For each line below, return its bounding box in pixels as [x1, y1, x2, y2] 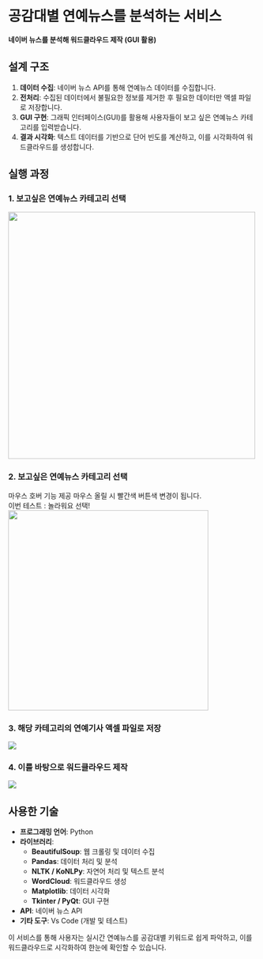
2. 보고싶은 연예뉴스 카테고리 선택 [8, 471, 128, 482]
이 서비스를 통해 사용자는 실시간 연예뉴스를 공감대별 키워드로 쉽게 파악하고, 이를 [8, 933, 253, 942]
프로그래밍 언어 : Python [19, 827, 93, 836]
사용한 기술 [8, 804, 59, 818]
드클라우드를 [19, 142, 59, 151]
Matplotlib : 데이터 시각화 [31, 886, 111, 896]
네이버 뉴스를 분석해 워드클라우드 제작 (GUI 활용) [8, 35, 156, 44]
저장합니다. [28, 102, 63, 111]
